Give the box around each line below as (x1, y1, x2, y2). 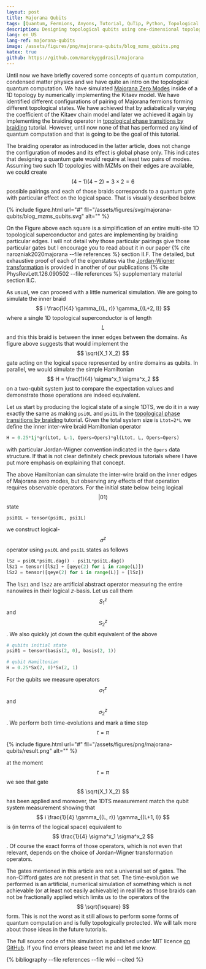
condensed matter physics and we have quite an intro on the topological (6, 78, 189, 85)
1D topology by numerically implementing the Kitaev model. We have (6, 91, 180, 98)
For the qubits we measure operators (6, 676, 100, 683)
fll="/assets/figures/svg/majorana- (84, 206, 172, 213)
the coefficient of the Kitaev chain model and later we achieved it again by (6, 111, 194, 118)
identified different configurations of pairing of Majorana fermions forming (6, 98, 194, 105)
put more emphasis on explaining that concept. (6, 459, 126, 466)
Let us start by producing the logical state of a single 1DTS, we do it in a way (6, 403, 199, 410)
